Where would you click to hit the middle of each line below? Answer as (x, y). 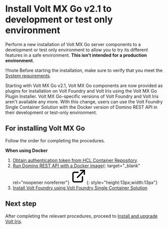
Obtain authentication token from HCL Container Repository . (75, 160)
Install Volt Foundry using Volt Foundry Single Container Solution (80, 187)
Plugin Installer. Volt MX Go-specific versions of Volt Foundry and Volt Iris (82, 96)
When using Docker (27, 150)
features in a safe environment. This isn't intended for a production (76, 55)
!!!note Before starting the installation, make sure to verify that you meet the (84, 70)
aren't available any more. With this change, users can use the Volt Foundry (84, 101)
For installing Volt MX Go (45, 128)
